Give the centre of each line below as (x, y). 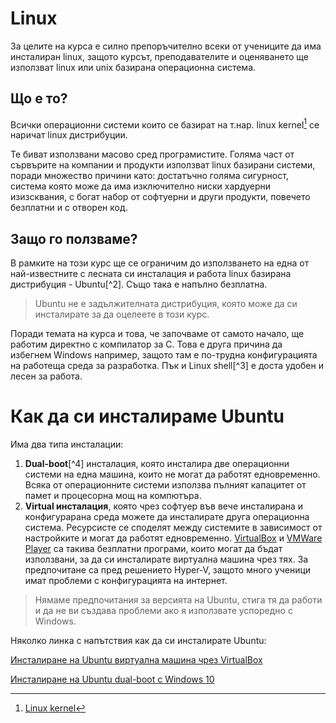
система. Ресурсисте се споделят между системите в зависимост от (173, 528)
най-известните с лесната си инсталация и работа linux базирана (151, 274)
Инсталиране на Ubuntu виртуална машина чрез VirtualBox (136, 660)
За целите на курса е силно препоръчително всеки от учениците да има (166, 46)
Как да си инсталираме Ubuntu (147, 416)
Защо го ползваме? (74, 238)
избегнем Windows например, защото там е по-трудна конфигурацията (164, 355)
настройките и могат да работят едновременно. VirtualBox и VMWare (173, 538)
